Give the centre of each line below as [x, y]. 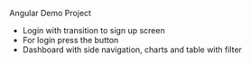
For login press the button [70, 40]
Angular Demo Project [51, 13]
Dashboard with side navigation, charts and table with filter [132, 50]
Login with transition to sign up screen [93, 30]
